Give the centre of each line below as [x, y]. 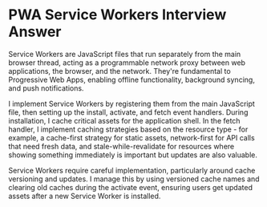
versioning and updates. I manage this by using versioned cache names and [134, 179]
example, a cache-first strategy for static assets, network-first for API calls [131, 137]
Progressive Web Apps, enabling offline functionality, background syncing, [131, 79]
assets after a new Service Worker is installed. [85, 196]
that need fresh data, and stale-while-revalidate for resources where [121, 146]
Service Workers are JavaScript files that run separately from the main [125, 54]
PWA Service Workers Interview [117, 15]
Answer [35, 32]
